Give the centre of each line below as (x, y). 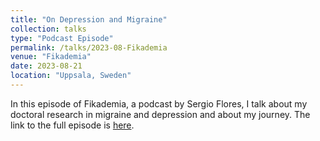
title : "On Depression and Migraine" (89, 19)
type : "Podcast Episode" (62, 38)
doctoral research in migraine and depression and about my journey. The (160, 114)
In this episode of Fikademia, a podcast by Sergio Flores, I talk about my (159, 103)
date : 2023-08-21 (46, 66)
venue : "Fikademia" (51, 57)
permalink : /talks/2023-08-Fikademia (89, 47)
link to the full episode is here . (72, 125)
